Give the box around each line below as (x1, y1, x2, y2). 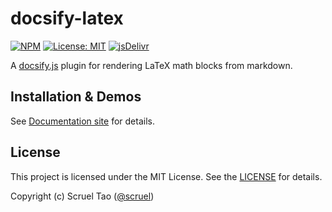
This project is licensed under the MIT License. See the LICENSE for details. (10, 170, 323, 182)
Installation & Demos (10, 88, 142, 106)
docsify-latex (10, 7, 124, 30)
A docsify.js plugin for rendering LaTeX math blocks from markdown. (10, 59, 293, 71)
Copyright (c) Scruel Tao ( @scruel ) (10, 190, 155, 202)
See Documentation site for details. (10, 115, 155, 127)
